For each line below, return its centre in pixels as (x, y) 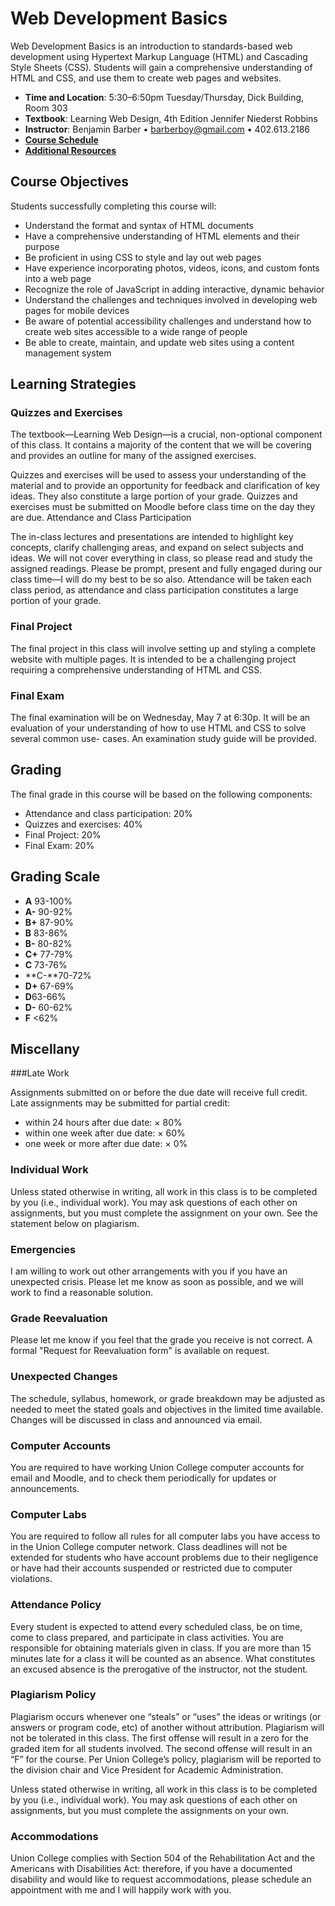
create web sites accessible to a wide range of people (136, 331)
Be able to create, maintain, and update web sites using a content (159, 342)
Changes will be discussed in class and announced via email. (136, 1419)
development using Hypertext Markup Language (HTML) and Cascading (159, 56)
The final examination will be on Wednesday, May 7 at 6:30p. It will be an (160, 718)
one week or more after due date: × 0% (106, 1144)
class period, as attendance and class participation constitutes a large (154, 590)
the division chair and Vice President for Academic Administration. (147, 1769)
